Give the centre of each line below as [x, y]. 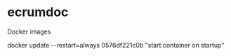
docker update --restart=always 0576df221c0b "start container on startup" [116, 45]
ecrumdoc [38, 12]
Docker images [29, 31]
